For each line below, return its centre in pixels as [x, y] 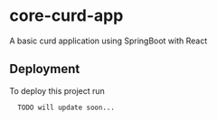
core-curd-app [66, 16]
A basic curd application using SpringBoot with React [108, 41]
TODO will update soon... [66, 107]
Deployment [45, 69]
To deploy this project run [57, 90]
